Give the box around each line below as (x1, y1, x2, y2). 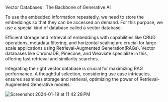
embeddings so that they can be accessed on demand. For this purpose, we (5, 20, 163, 25)
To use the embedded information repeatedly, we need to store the (5, 14, 144, 20)
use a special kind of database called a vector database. (5, 25, 122, 31)
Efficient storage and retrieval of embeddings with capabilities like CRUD (5, 35, 156, 40)
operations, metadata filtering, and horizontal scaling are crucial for (5, 40, 145, 46)
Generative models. (30, 81, 71, 87)
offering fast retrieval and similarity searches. (5, 56, 99, 62)
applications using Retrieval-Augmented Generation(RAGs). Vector (17, 45, 155, 51)
